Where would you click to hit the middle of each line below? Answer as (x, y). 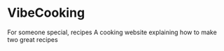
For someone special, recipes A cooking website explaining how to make (112, 32)
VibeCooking (46, 13)
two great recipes (33, 39)
